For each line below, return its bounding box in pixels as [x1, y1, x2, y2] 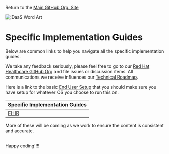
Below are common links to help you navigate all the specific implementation [5, 48, 164, 54]
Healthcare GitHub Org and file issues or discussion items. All [5, 68, 133, 74]
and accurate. [5, 128, 34, 134]
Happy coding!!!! [5, 143, 40, 149]
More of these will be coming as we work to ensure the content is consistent [5, 122, 164, 128]
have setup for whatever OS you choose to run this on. [5, 89, 119, 95]
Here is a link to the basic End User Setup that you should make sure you [5, 84, 157, 90]
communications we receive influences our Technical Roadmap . [5, 74, 138, 80]
